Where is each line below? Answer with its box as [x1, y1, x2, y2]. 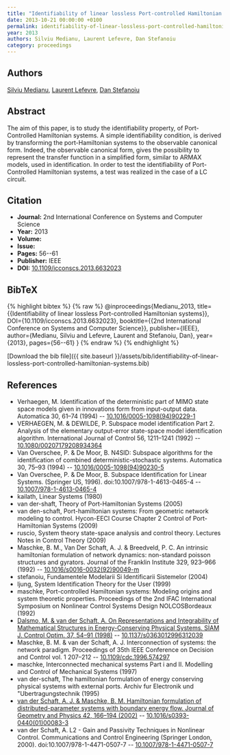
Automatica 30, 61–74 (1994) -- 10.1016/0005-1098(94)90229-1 [16, 412, 196, 420]
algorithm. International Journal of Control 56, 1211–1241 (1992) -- [16, 434, 201, 442]
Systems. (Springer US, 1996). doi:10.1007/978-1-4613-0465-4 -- [16, 478, 201, 486]
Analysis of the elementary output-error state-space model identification [16, 427, 222, 435]
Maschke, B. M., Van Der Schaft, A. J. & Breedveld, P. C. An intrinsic [16, 543, 209, 552]
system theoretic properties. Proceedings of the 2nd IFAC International [16, 595, 217, 603]
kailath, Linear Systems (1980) [16, 493, 103, 501]
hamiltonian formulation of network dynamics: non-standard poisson [16, 551, 211, 559]
